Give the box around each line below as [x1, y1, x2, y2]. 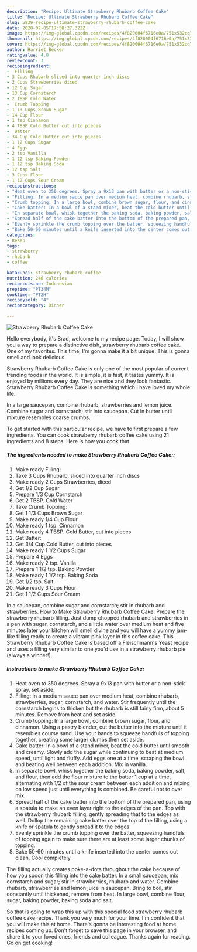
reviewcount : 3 [6, 57, 44, 63]
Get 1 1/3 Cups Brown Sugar [15, 509, 83, 516]
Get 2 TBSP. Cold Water [15, 497, 73, 504]
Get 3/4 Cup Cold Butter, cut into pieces [15, 540, 112, 548]
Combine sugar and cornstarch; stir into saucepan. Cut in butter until [6, 408, 172, 414]
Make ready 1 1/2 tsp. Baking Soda [15, 572, 98, 579]
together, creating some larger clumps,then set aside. [15, 736, 144, 743]
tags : [6, 243, 20, 249]
